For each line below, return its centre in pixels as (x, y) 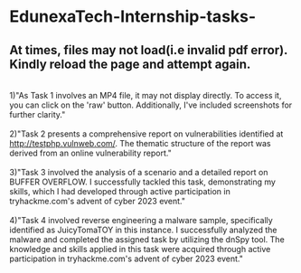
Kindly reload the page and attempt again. (130, 64)
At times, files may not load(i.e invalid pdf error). (148, 50)
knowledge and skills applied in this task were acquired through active (140, 249)
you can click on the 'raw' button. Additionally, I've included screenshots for (151, 105)
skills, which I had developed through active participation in (120, 191)
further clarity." (38, 114)
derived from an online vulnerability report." (90, 153)
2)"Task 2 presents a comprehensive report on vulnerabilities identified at (146, 134)
